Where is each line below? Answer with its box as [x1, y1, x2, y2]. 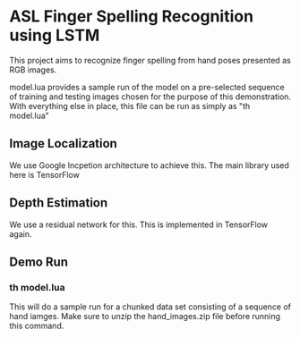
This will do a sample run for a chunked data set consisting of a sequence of [9, 301, 292, 312]
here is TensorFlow [9, 169, 81, 180]
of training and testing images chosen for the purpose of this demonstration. [9, 91, 292, 102]
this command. [9, 320, 64, 332]
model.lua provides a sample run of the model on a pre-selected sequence [9, 81, 285, 92]
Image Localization [9, 136, 118, 151]
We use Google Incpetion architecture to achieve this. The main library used [9, 159, 289, 171]
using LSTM [9, 25, 100, 46]
